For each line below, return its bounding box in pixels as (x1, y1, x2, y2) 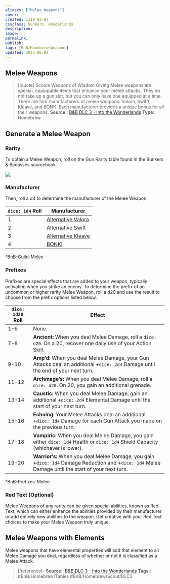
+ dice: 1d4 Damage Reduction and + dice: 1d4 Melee (32, 459, 161, 466)
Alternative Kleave (46, 232, 90, 239)
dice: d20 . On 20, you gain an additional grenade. (32, 382, 152, 389)
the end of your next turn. (32, 367, 94, 374)
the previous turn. (32, 423, 75, 431)
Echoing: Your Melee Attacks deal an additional (32, 411, 146, 418)
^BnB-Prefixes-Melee (5, 478, 50, 484)
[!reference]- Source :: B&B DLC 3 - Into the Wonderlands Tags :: (17, 568, 151, 574)
